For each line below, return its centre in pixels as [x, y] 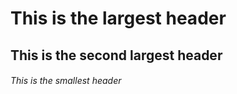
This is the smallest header [66, 81]
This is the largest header [118, 18]
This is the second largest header [116, 55]
